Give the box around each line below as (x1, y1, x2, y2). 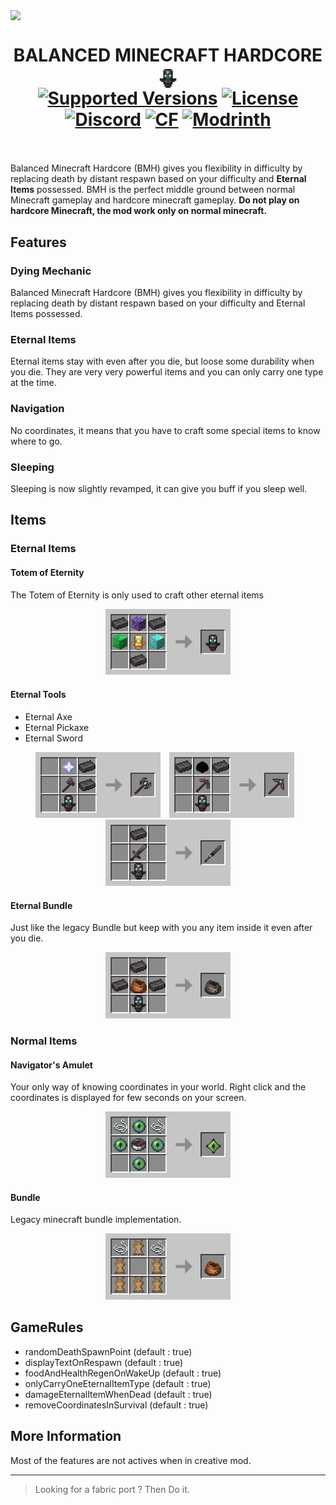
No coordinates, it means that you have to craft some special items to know (10, 424, 321, 436)
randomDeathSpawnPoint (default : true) (24, 1345, 193, 1358)
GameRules (10, 1319, 84, 1336)
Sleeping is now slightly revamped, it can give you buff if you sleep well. (10, 483, 308, 495)
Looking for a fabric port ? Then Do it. (34, 1483, 190, 1495)
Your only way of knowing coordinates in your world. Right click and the (10, 1081, 307, 1093)
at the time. (10, 377, 57, 389)
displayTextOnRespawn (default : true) (24, 1356, 184, 1368)
